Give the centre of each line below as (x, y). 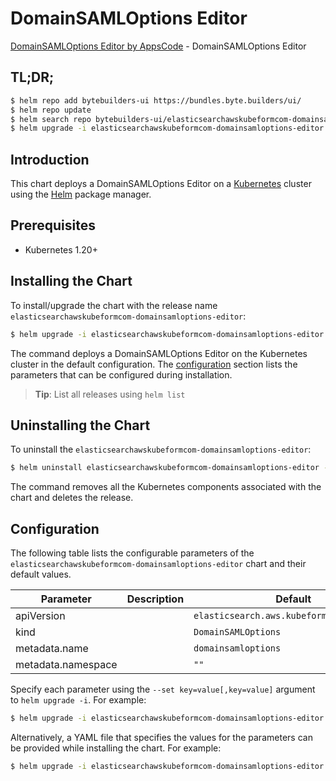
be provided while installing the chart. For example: (116, 748)
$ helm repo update (51, 110)
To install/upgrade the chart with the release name (114, 305)
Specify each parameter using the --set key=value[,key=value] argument (163, 689)
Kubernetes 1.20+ (61, 249)
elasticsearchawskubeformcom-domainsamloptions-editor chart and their (158, 564)
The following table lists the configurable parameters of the (132, 553)
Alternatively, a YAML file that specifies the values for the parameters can (161, 737)
